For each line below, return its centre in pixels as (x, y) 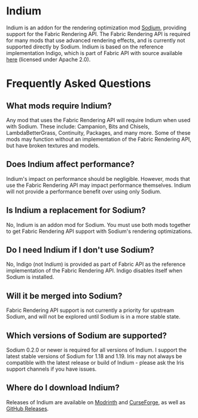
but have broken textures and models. (53, 146)
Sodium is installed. (30, 277)
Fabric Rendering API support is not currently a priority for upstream (90, 310)
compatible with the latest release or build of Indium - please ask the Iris (95, 363)
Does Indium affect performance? (70, 164)
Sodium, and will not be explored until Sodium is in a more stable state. (93, 317)
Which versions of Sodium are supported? (87, 336)
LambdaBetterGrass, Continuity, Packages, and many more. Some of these (98, 132)
